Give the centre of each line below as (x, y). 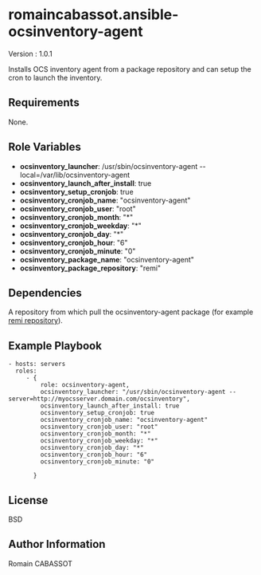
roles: (26, 371)
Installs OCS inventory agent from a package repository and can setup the (130, 69)
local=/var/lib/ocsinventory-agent (74, 175)
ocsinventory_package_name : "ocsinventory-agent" (107, 259)
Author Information (57, 544)
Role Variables (45, 147)
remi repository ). (36, 321)
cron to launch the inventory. (55, 77)
